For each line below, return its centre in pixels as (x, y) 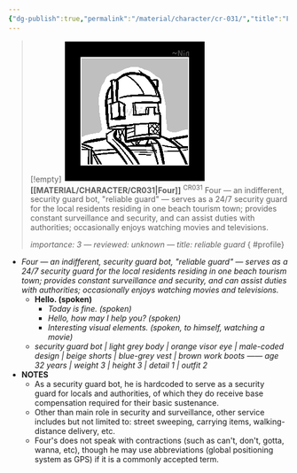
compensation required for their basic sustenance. (126, 403)
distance (50, 431)
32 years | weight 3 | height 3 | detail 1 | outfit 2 (121, 365)
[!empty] (46, 179)
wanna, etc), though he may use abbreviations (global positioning (154, 450)
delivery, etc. (92, 431)
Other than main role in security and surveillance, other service (149, 413)
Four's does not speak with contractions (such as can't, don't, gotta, (159, 441)
